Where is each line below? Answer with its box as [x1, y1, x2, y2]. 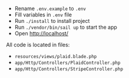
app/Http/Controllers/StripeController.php [14, 66, 124, 72]
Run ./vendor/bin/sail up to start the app [14, 23, 118, 30]
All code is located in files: [6, 41, 70, 48]
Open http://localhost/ [14, 30, 69, 37]
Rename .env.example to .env [14, 5, 87, 12]
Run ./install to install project [14, 18, 90, 24]
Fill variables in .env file [14, 11, 72, 18]
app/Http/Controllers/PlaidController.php [14, 60, 121, 66]
